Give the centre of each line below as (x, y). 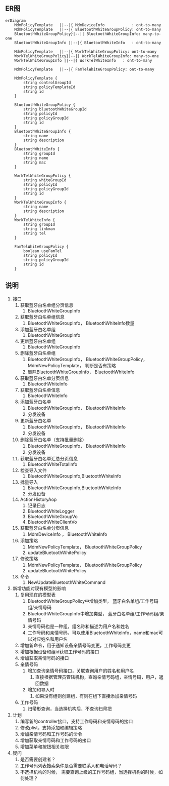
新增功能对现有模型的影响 (39, 588)
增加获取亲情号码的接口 (44, 658)
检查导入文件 (33, 470)
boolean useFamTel (43, 251)
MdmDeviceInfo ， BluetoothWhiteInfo (67, 534)
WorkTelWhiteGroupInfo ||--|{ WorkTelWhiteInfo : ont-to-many (83, 60)
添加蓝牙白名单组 (38, 329)
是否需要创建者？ (38, 759)
